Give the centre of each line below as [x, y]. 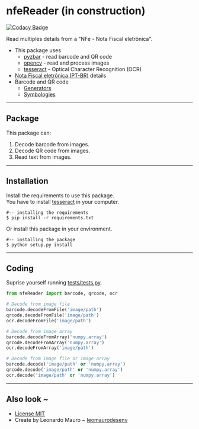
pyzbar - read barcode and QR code [68, 56]
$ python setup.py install [39, 245]
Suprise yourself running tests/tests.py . [54, 283]
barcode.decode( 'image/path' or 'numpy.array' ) [66, 364]
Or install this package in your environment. [59, 229]
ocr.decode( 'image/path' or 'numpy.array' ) [61, 375]
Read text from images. [43, 157]
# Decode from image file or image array [58, 359]
